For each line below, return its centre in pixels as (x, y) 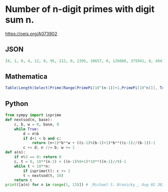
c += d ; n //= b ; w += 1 (49, 148)
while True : (26, 129)
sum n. (20, 20)
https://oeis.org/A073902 (31, 33)
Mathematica (26, 77)
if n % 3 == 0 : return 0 (38, 157)
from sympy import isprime (33, 115)
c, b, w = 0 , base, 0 (36, 124)
